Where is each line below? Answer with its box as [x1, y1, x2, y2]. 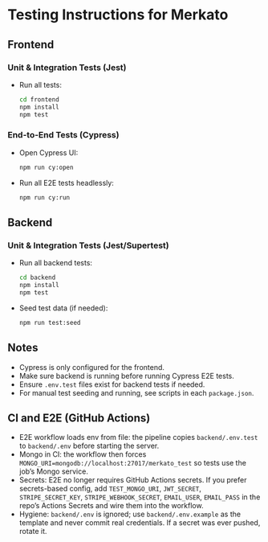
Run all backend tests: [18, 258, 93, 268]
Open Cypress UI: [18, 147, 79, 158]
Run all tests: [18, 80, 62, 89]
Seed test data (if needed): [18, 303, 108, 313]
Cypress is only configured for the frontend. [18, 362, 165, 372]
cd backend [18, 273, 56, 282]
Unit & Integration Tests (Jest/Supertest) [7, 240, 169, 251]
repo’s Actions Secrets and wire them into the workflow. [18, 501, 204, 511]
